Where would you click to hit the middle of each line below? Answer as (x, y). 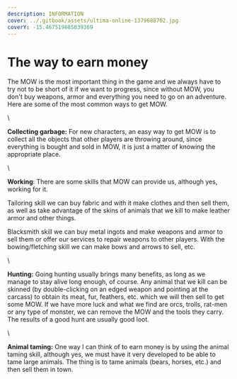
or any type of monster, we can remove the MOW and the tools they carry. (116, 312)
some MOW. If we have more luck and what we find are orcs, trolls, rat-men (117, 305)
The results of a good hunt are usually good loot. (79, 319)
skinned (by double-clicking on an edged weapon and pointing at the (108, 289)
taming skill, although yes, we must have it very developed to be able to (111, 354)
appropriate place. (34, 154)
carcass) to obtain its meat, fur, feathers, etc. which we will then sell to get (116, 297)
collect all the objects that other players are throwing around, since (105, 140)
